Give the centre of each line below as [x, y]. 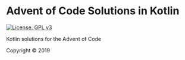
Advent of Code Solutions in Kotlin [93, 11]
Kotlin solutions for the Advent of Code [54, 39]
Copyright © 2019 [28, 50]
